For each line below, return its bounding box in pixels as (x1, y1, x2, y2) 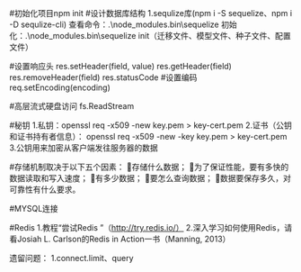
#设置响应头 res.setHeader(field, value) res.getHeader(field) (9, 61, 232, 71)
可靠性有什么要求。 (9, 184, 81, 195)
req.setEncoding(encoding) (9, 82, 111, 93)
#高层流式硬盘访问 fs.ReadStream (9, 101, 135, 111)
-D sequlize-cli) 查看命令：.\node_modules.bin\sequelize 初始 (9, 19, 237, 30)
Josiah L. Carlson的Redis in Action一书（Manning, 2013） (16, 233, 231, 244)
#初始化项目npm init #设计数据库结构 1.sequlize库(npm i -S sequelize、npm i (9, 8, 293, 18)
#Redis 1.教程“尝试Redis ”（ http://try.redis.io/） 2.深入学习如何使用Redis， (9, 222, 285, 232)
